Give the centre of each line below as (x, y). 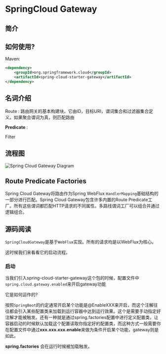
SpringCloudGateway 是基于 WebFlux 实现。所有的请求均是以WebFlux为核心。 (81, 242)
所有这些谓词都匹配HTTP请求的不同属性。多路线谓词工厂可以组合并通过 (86, 206)
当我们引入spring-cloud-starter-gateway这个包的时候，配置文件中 (72, 278)
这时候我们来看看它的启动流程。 (38, 252)
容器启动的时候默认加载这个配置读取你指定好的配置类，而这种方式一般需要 (81, 323)
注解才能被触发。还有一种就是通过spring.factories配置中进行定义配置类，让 (82, 318)
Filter (10, 137)
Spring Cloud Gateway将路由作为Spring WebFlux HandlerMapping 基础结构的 (82, 194)
